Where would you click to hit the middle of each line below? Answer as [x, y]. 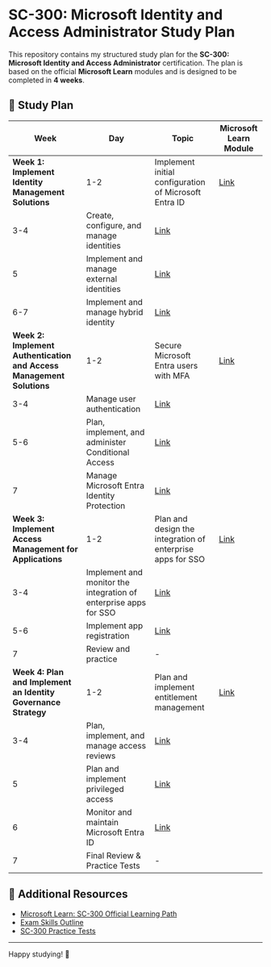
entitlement [176, 697]
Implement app [115, 625]
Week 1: [29, 161]
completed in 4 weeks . [46, 80]
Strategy [29, 712]
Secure [168, 345]
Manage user [111, 398]
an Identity [33, 692]
